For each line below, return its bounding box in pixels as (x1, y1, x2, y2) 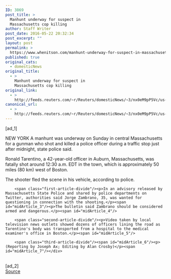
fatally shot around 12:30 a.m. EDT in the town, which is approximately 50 (5, 161, 159, 167)
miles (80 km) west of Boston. (5, 166, 68, 173)
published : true (5, 54, 40, 60)
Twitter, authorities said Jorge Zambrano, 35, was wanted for (5, 195, 142, 200)
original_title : (5, 69, 40, 74)
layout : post (5, 41, 33, 46)
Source (5, 268, 20, 274)
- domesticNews (10, 64, 42, 69)
